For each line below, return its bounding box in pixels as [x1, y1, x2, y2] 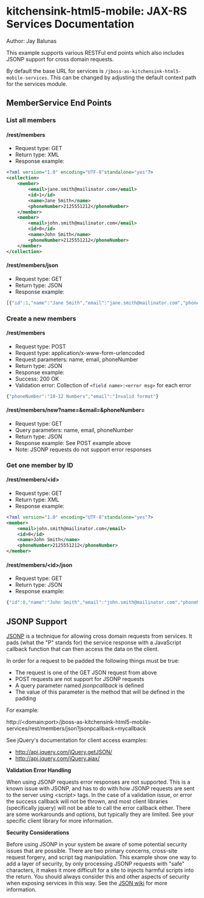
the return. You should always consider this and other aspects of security [6, 873, 190, 880]
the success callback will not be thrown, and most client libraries [6, 798, 168, 805]
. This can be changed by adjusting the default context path [47, 74, 197, 81]
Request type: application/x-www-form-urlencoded [15, 349, 144, 356]
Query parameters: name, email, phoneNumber [15, 426, 134, 433]
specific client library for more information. [6, 817, 114, 824]
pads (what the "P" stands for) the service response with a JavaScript [6, 639, 182, 646]
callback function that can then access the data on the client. [6, 646, 159, 652]
